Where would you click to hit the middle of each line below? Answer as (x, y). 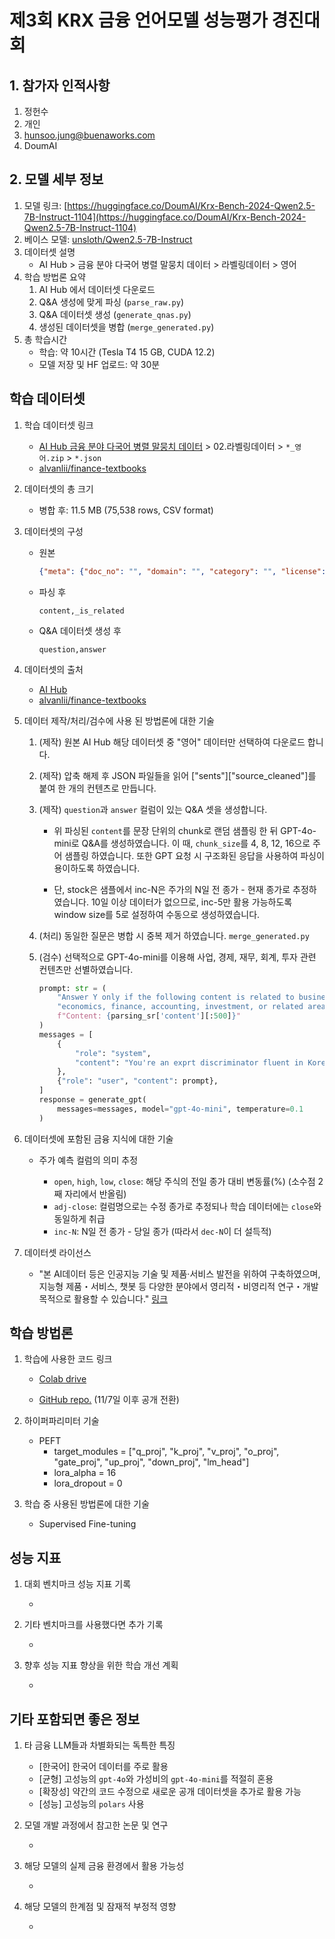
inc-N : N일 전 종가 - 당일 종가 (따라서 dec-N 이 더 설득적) (162, 1231)
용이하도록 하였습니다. (97, 868)
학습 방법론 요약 (54, 277)
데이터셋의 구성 (53, 531)
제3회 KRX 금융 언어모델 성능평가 (138, 20)
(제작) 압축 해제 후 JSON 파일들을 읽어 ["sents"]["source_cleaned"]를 (177, 775)
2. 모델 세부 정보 (56, 179)
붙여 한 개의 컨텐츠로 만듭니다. (97, 788)
